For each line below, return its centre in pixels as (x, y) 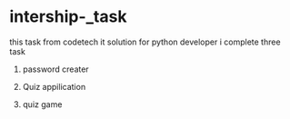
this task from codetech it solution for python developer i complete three (145, 42)
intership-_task (68, 17)
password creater (55, 69)
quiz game (42, 104)
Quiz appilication (54, 86)
